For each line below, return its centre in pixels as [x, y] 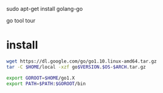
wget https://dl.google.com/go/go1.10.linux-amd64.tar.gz [81, 61]
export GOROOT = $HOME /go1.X [41, 78]
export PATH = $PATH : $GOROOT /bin [46, 84]
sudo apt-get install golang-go [45, 9]
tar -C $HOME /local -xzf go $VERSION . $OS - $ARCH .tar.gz [76, 67]
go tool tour [21, 20]
